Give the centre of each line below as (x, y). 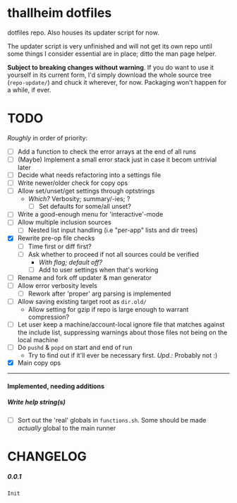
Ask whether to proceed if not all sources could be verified (113, 254)
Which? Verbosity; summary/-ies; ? (79, 199)
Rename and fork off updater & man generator (85, 277)
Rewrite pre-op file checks (56, 238)
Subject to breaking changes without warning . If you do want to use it (110, 67)
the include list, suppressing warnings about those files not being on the (122, 332)
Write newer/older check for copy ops (73, 183)
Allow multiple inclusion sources (64, 222)
